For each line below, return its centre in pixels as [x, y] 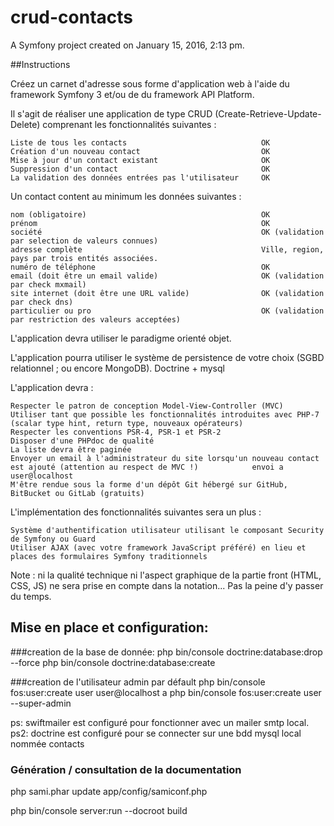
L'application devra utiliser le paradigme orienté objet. [121, 338]
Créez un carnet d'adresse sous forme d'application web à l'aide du [150, 83]
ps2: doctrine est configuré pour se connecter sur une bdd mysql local [156, 733]
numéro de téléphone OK [140, 267]
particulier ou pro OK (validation [167, 311]
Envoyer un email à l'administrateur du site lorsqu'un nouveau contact [165, 458]
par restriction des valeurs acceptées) [96, 319]
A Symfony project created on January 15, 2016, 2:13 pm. [127, 45]
